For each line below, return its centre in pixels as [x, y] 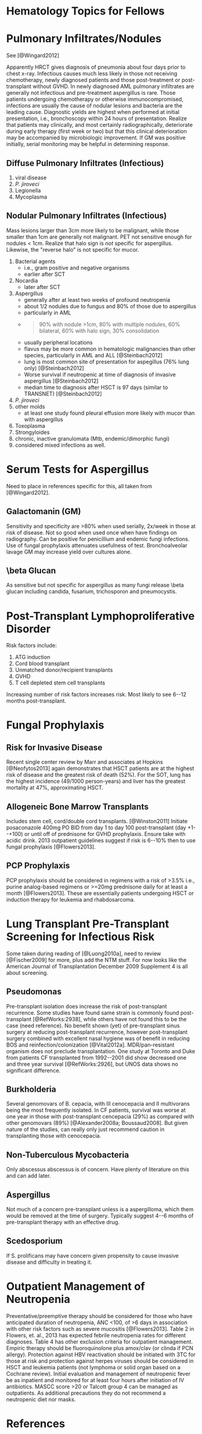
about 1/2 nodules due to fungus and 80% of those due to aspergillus [110, 306]
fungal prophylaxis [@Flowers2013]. [51, 847]
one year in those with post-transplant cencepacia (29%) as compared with [100, 1117]
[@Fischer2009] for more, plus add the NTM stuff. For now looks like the [96, 960]
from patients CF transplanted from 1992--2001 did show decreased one [96, 1057]
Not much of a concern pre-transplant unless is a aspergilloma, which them [100, 1209]
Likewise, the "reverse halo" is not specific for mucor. [73, 249]
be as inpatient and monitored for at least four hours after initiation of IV [95, 1380]
